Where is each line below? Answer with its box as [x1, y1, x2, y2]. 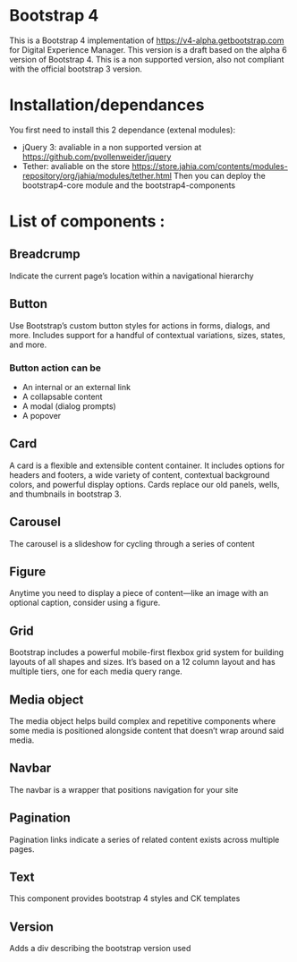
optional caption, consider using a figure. [9, 597, 161, 609]
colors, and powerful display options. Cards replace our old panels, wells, [9, 479, 280, 490]
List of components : [9, 211, 165, 232]
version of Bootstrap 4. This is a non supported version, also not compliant [9, 54, 284, 64]
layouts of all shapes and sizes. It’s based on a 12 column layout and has [9, 657, 276, 668]
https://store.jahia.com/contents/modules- [132, 160, 288, 171]
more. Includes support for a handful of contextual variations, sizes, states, [9, 329, 286, 340]
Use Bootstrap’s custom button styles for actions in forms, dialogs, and [9, 319, 271, 331]
